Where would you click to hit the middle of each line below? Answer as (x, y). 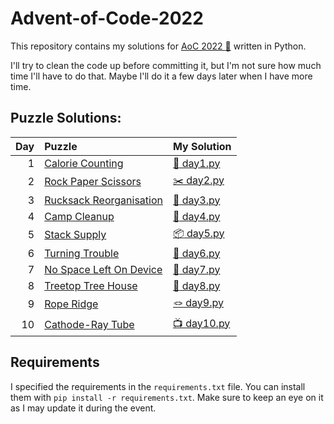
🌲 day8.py (196, 285)
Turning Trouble (82, 253)
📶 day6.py (196, 253)
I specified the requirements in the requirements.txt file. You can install (158, 386)
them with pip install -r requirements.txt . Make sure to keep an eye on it (167, 397)
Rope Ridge (71, 304)
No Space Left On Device (103, 269)
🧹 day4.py (196, 216)
